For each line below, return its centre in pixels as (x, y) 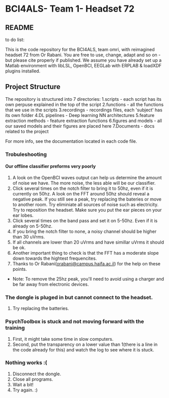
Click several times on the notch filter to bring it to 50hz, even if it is (83, 188)
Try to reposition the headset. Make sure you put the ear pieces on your (87, 210)
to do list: (15, 39)
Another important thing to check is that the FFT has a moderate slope (86, 253)
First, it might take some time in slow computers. (63, 339)
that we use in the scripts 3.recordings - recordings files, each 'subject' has (84, 110)
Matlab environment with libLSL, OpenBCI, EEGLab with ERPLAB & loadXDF (83, 66)
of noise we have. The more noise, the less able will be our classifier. (84, 183)
